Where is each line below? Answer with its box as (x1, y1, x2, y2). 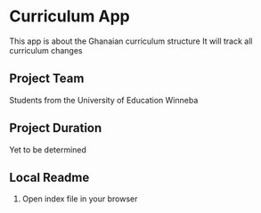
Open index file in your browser (21, 193, 138, 204)
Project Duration (9, 120, 102, 135)
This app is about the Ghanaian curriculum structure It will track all (9, 36, 253, 46)
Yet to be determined (9, 144, 87, 155)
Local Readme (9, 169, 90, 184)
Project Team (9, 71, 85, 86)
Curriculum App (9, 6, 131, 27)
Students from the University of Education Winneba (9, 94, 199, 105)
